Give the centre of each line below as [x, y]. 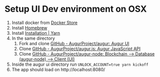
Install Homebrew [29, 27]
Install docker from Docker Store [45, 23]
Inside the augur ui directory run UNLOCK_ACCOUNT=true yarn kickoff [80, 64]
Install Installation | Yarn [36, 33]
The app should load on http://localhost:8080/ [58, 69]
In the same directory [33, 38]
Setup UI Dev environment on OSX [76, 9]
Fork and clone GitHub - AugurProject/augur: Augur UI [74, 43]
